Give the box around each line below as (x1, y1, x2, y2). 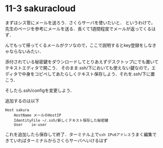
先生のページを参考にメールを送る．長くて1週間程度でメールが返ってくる (5, 25, 152, 32)
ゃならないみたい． (5, 48, 44, 54)
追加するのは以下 (5, 98, 40, 104)
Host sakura (5, 107, 29, 112)
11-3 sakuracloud (5, 3, 76, 14)
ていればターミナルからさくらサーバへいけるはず (9, 137, 108, 143)
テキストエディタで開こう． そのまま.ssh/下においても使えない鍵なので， (5, 64, 152, 71)
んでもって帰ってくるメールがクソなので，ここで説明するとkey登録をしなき (5, 42, 157, 48)
